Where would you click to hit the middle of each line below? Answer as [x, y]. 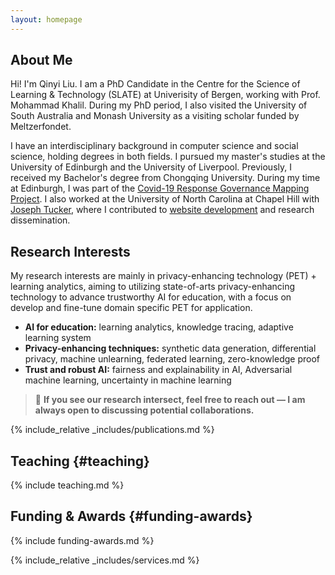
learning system [58, 338]
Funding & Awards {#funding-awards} [131, 516]
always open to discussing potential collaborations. [144, 410]
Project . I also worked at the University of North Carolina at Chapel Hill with [165, 199]
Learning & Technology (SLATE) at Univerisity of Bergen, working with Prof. [165, 95]
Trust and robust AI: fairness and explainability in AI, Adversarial [158, 370]
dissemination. [40, 220]
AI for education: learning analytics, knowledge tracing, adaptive [159, 327]
